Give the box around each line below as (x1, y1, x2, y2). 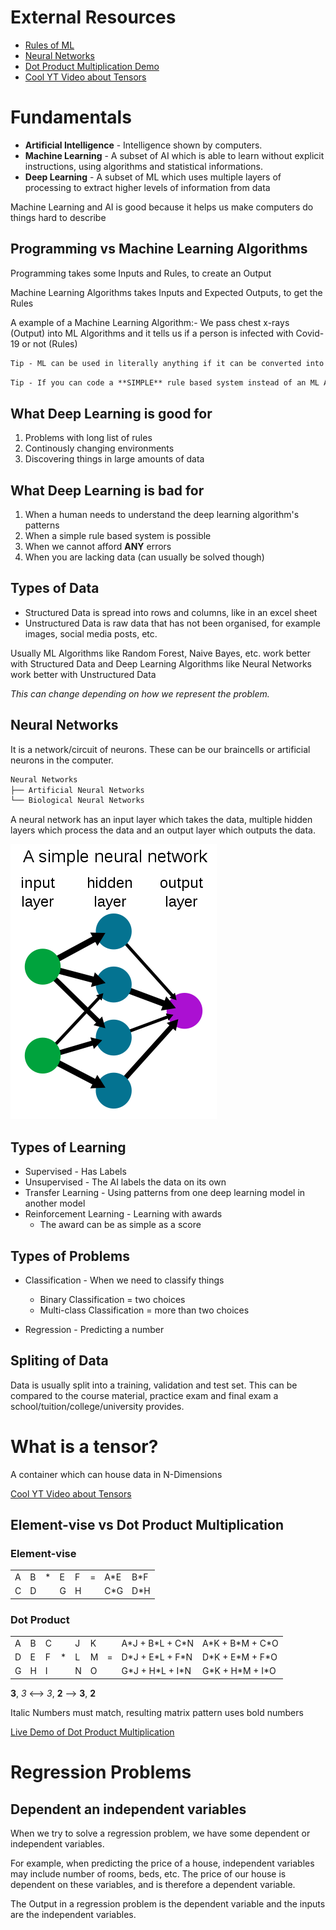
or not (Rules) (21, 337, 78, 350)
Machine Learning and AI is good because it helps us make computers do (10, 201, 314, 213)
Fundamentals (10, 106, 132, 129)
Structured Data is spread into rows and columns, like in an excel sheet (24, 606, 318, 618)
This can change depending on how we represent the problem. (10, 687, 270, 700)
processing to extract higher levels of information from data (24, 181, 271, 193)
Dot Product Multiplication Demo (24, 60, 160, 72)
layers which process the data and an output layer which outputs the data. (10, 824, 316, 836)
